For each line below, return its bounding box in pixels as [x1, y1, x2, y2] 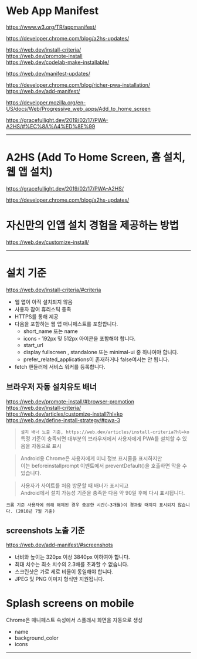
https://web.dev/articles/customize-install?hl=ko [6, 410, 123, 417]
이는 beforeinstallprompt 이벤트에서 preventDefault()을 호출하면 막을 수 [20, 462, 188, 469]
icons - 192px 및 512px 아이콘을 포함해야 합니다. [23, 335, 136, 342]
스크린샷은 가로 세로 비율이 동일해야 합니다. [14, 568, 114, 575]
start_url [23, 341, 44, 348]
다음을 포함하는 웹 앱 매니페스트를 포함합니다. [14, 320, 118, 327]
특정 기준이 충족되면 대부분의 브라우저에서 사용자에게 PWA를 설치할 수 [20, 435, 181, 442]
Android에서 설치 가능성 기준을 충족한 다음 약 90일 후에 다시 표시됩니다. [20, 489, 185, 496]
